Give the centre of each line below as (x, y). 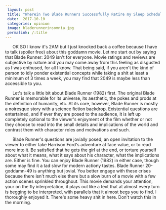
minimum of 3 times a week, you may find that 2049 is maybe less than (78, 78)
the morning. (18, 202)
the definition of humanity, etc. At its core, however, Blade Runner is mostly (82, 104)
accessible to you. (24, 84)
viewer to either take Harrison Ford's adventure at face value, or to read (78, 145)
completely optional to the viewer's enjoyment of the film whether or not (79, 119)
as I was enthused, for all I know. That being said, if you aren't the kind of (80, 68)
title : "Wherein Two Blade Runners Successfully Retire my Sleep (76, 14)
